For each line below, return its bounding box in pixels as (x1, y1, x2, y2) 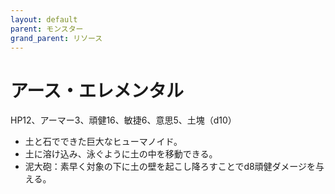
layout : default (10, 14, 78, 25)
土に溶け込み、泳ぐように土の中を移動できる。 (24, 148, 218, 160)
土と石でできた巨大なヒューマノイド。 (24, 136, 183, 148)
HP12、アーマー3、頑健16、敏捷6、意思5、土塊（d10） (10, 114, 237, 126)
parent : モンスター (10, 24, 84, 34)
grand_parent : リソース (10, 33, 103, 43)
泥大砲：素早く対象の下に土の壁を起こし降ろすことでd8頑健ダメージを (24, 161, 316, 173)
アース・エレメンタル (10, 79, 184, 102)
